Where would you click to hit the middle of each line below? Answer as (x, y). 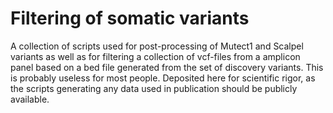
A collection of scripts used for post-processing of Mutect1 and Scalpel (157, 46)
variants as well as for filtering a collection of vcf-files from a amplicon (155, 56)
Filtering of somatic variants (130, 18)
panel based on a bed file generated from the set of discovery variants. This (167, 67)
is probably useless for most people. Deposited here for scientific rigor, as (163, 78)
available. (30, 99)
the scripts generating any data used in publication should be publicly (154, 88)
